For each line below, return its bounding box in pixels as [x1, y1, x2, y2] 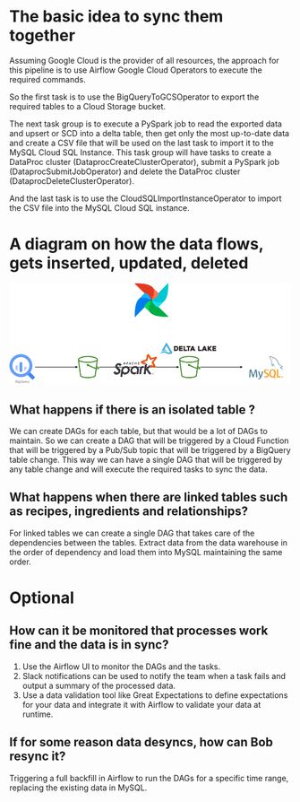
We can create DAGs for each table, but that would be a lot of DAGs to [9, 426, 269, 436]
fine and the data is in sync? [9, 637, 169, 652]
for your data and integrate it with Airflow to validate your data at [21, 699, 261, 710]
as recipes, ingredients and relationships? [9, 504, 249, 519]
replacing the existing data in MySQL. [9, 782, 148, 793]
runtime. [21, 709, 54, 719]
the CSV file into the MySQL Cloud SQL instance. [9, 202, 190, 213]
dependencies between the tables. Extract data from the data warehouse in [9, 536, 288, 548]
